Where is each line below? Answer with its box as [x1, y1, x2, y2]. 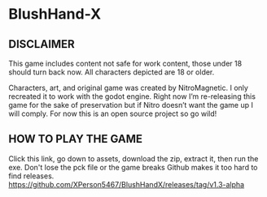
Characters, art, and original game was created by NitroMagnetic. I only [8, 83, 248, 92]
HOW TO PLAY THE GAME [8, 132, 142, 146]
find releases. [8, 171, 55, 181]
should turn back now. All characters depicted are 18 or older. [8, 67, 215, 77]
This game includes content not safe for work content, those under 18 [8, 58, 243, 68]
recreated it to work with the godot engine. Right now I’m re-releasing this [8, 92, 256, 101]
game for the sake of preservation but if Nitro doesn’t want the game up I [8, 101, 254, 109]
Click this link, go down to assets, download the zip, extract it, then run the [8, 153, 259, 163]
